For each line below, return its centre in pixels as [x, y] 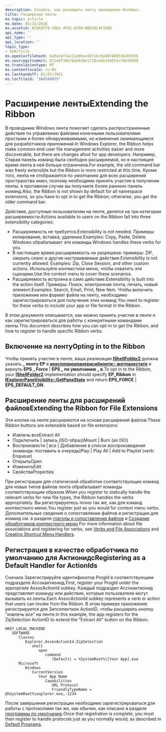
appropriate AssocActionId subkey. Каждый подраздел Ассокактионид [79, 588]
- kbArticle [17, 51]
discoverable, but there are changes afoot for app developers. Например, [81, 154]
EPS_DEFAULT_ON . [25, 385]
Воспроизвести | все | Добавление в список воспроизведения [79, 445]
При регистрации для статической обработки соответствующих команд [82, 482]
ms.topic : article [24, 19]
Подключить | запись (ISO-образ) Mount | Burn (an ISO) [70, 440]
